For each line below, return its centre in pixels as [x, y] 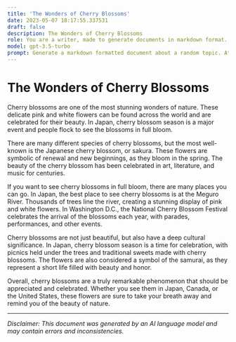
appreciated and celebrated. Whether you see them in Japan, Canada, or [113, 288]
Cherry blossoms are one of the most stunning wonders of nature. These [113, 107]
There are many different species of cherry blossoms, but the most [104, 143]
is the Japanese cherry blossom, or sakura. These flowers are [118, 150]
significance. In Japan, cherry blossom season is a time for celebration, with [118, 245]
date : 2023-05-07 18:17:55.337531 [58, 20]
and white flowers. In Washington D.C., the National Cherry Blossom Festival [118, 209]
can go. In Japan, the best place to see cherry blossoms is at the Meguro [113, 194]
